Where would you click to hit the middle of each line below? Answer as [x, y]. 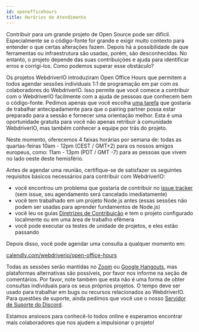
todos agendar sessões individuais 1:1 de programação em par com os [92, 83]
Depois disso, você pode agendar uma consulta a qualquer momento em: [96, 243]
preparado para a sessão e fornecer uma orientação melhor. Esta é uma [94, 115]
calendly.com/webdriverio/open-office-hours [61, 255]
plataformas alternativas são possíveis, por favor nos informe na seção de [97, 273]
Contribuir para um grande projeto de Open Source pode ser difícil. [88, 34]
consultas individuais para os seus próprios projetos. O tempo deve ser [93, 286]
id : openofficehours [32, 12]
